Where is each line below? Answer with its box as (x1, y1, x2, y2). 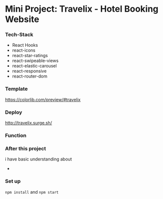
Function (5, 132, 27, 139)
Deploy (5, 109, 22, 116)
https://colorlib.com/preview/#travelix (5, 97, 81, 102)
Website (5, 14, 39, 25)
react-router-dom (12, 73, 48, 79)
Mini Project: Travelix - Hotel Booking (5, 3, 159, 15)
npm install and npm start (5, 189, 59, 195)
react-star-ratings (12, 53, 48, 59)
